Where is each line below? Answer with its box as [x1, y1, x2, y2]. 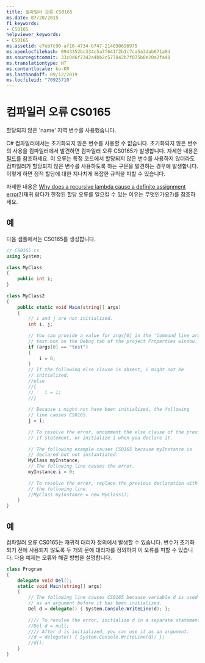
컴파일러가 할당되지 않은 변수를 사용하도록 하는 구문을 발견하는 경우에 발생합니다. [6, 162, 199, 170]
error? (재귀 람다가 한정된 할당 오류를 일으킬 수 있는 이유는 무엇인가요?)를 [6, 190, 179, 198]
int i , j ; [28, 321, 53, 327]
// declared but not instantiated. [28, 452, 119, 458]
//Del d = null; [28, 623, 70, 629]
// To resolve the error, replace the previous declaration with [28, 480, 198, 486]
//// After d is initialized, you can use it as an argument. [28, 628, 190, 635]
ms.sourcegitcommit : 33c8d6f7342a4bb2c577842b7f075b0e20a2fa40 [6, 54, 171, 60]
